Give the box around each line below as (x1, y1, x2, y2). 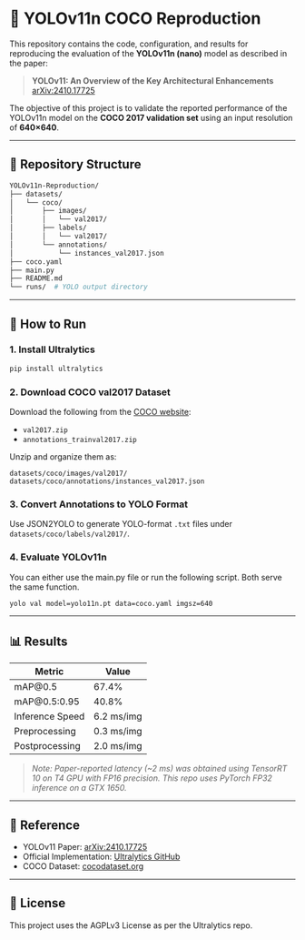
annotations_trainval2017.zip (22, 435, 138, 444)
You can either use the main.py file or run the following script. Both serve (9, 571, 283, 582)
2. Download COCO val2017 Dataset (9, 386, 171, 399)
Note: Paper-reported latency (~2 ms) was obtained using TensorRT (31, 763, 288, 774)
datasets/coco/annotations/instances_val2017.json (9, 477, 205, 486)
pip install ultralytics (9, 364, 103, 373)
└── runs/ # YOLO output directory (9, 282, 148, 292)
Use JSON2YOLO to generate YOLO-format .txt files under (9, 519, 233, 530)
